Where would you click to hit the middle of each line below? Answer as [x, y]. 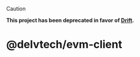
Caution [16, 9]
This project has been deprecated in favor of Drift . [70, 20]
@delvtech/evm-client [64, 45]
